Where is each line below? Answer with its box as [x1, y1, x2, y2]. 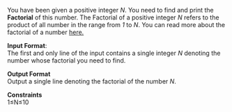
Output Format [7, 70, 51, 78]
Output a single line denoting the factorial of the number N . [7, 77, 176, 86]
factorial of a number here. [7, 28, 84, 36]
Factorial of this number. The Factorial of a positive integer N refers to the [7, 13, 219, 22]
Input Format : [7, 42, 47, 49]
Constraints [7, 90, 42, 99]
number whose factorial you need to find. [7, 56, 126, 65]
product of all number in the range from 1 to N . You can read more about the [7, 21, 226, 29]
